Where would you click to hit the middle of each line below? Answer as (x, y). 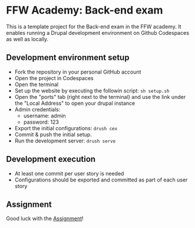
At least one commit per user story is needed (69, 173)
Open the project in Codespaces (54, 78)
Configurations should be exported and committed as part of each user (101, 180)
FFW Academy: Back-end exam (85, 10)
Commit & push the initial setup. (53, 134)
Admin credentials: (37, 109)
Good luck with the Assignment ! (45, 219)
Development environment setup (68, 57)
